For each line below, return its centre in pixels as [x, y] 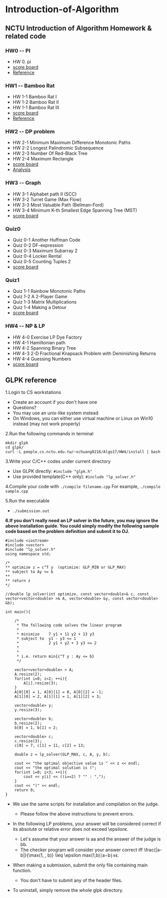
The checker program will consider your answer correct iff [81, 850]
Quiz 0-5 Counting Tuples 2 [42, 262]
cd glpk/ [15, 447]
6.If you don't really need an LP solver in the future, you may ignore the [82, 521]
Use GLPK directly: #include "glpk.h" [52, 471]
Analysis [22, 170]
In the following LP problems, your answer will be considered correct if [87, 824]
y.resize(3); [28, 710]
